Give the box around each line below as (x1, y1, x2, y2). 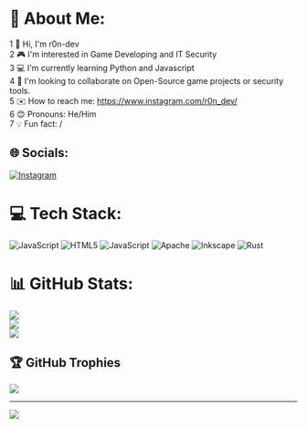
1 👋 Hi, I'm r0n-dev (9, 38, 79, 49)
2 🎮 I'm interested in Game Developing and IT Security (9, 48, 217, 59)
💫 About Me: (9, 8, 106, 29)
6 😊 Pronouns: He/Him (9, 109, 97, 120)
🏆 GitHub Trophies (9, 355, 122, 371)
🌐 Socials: (9, 145, 69, 161)
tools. (9, 85, 31, 96)
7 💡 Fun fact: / (9, 118, 63, 129)
